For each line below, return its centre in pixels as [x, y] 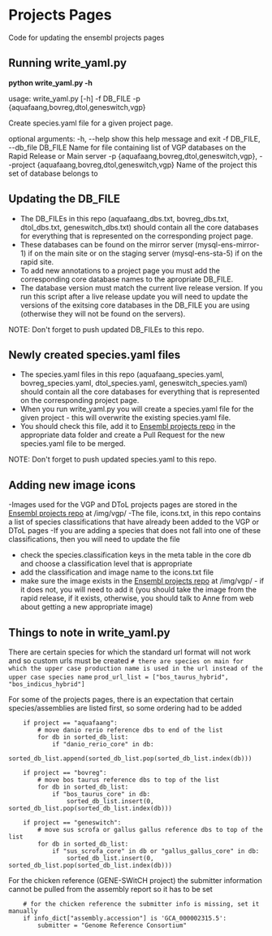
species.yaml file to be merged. [73, 444]
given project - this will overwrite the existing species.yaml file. [125, 418]
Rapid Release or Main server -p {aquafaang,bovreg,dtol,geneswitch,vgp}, [133, 155]
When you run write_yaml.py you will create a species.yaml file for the [137, 409]
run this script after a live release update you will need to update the [134, 296]
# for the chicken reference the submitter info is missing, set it [141, 904]
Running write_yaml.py [68, 63]
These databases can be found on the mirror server [106, 244]
